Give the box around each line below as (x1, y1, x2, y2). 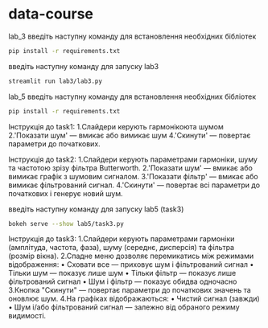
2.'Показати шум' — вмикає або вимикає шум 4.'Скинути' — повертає (8, 130, 251, 140)
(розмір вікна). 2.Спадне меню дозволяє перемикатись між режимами (8, 251, 254, 261)
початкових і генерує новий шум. (8, 188, 123, 198)
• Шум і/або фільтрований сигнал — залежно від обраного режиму (8, 302, 240, 312)
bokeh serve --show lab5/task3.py (8, 219, 125, 228)
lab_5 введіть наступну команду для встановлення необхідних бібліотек (8, 92, 256, 101)
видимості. (8, 311, 47, 321)
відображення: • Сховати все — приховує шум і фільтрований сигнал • (8, 260, 254, 269)
